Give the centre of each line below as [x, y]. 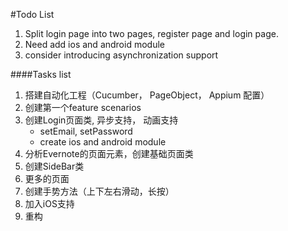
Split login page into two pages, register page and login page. [151, 33]
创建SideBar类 [54, 166]
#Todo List [32, 14]
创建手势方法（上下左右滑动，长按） [99, 191]
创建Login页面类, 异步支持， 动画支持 [101, 120]
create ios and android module [103, 142]
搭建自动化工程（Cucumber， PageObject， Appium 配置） [147, 95]
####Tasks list [41, 74]
